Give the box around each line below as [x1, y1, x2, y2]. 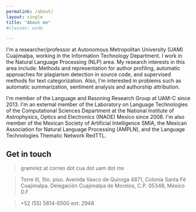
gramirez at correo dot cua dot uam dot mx [20, 165, 125, 172]
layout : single [6, 14, 43, 20]
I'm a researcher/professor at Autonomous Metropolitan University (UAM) [6, 46, 183, 53]
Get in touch [6, 149, 51, 159]
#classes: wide [6, 25, 43, 31]
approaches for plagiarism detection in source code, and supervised [6, 71, 171, 78]
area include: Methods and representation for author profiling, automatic [6, 65, 180, 72]
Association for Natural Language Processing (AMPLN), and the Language [6, 126, 185, 133]
